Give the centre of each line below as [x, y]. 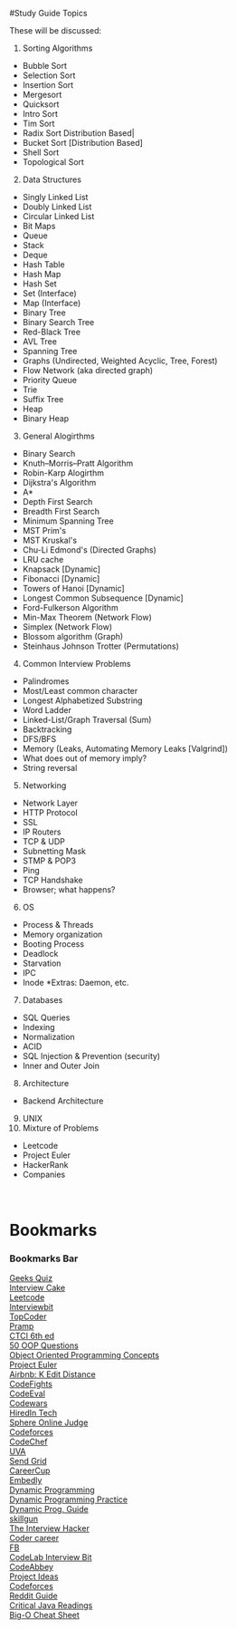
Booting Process [53, 944]
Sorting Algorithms [57, 48]
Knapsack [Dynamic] [62, 569]
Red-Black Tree [52, 332]
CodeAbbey [32, 1567]
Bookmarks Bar [44, 1258]
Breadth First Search [61, 511]
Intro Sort [40, 114]
